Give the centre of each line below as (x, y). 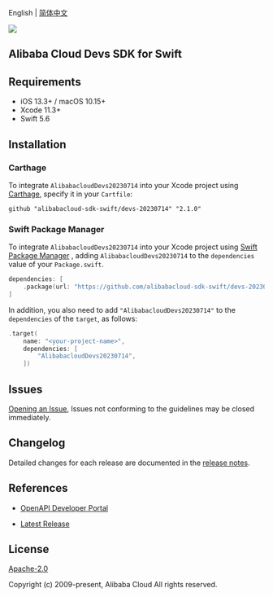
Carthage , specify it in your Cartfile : (70, 194)
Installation (37, 145)
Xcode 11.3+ (40, 110)
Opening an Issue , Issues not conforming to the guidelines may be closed (131, 409)
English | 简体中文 (38, 13)
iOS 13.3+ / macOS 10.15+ (63, 102)
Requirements (45, 82)
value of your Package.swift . (56, 265)
